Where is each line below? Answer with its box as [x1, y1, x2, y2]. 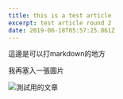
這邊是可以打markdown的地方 [8, 49, 106, 59]
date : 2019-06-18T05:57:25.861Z [8, 26, 115, 34]
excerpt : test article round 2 [8, 19, 112, 27]
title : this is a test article [8, 11, 112, 20]
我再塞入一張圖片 [8, 66, 64, 75]
